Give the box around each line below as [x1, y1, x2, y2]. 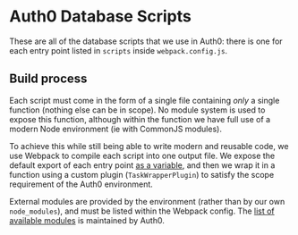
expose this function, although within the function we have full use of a [9, 113, 271, 124]
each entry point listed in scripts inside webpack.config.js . [9, 45, 228, 55]
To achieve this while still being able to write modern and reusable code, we [9, 140, 289, 151]
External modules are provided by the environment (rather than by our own [9, 196, 285, 206]
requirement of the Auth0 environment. [9, 179, 154, 189]
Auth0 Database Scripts [9, 6, 192, 27]
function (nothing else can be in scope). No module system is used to [9, 105, 266, 115]
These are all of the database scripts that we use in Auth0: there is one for [9, 36, 284, 46]
